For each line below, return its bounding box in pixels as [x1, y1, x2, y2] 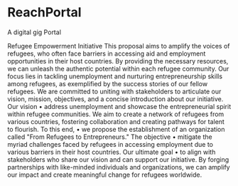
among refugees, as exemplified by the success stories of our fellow [7, 79, 208, 88]
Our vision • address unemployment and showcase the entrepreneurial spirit [7, 102, 232, 110]
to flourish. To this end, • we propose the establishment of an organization [7, 125, 225, 133]
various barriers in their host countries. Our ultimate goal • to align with [7, 148, 216, 156]
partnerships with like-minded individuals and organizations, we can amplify [7, 162, 230, 171]
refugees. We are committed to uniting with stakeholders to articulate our [7, 87, 222, 95]
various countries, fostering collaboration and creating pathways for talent [7, 117, 225, 125]
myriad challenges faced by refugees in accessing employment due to [7, 140, 213, 148]
